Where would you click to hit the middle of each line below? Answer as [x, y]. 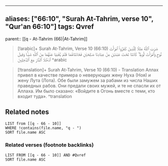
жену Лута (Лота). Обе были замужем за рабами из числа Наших [87, 80]
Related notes [27, 112]
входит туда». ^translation [45, 96]
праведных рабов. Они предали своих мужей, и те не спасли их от [89, 85]
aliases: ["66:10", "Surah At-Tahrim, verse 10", [79, 19]
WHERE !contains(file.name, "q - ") [43, 128]
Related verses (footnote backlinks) [49, 144]
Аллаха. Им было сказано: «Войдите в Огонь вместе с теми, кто [86, 91]
